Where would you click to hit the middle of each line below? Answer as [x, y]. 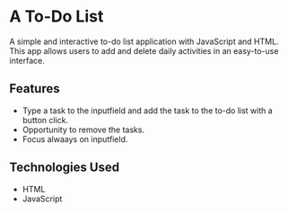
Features [35, 89]
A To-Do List [57, 17]
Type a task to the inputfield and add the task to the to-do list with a [148, 111]
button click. [45, 120]
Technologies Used [64, 168]
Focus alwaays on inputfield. [75, 139]
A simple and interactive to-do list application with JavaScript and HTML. [144, 41]
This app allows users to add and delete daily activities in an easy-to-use [144, 50]
